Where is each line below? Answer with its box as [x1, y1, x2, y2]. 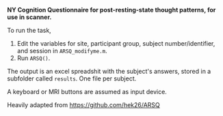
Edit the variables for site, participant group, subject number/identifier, [16, 40, 215, 47]
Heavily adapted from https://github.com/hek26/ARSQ [7, 101, 161, 108]
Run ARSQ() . [16, 54, 51, 62]
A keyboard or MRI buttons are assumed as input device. [7, 88, 168, 96]
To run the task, [7, 27, 51, 34]
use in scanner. [7, 13, 52, 21]
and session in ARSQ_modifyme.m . [16, 47, 107, 55]
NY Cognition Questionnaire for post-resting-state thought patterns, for [7, 6, 216, 14]
